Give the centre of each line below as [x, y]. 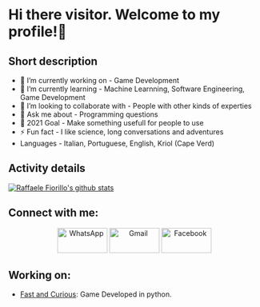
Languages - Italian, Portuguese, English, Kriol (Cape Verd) [117, 143]
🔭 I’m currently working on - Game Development [100, 80]
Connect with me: [54, 213]
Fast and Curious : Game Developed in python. [96, 294]
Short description [53, 61]
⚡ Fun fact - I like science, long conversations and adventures [122, 132]
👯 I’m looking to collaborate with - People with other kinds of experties [136, 106]
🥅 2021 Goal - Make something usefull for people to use [112, 123]
